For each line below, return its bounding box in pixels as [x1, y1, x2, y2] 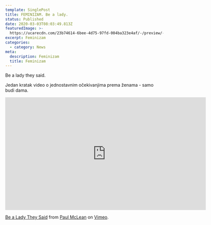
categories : [5, 40, 30, 45]
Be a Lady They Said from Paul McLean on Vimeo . [5, 214, 109, 220]
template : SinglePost [5, 7, 51, 13]
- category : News [10, 45, 46, 50]
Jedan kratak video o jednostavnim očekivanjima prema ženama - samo [5, 82, 154, 88]
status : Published [5, 17, 44, 22]
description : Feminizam [10, 54, 59, 59]
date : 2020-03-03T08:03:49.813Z [5, 21, 73, 27]
